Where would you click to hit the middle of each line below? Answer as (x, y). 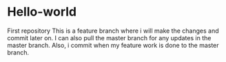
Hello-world (42, 12)
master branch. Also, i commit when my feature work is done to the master (113, 45)
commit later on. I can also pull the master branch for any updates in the (109, 37)
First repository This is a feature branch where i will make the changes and (113, 31)
